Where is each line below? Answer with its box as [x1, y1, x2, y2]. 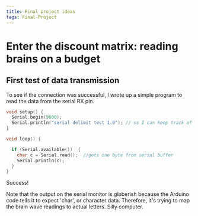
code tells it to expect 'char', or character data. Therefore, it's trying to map [6, 197, 190, 204]
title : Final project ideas [6, 8, 76, 15]
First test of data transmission [6, 76, 120, 86]
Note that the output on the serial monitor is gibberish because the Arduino [6, 191, 190, 198]
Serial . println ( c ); [17, 158, 65, 163]
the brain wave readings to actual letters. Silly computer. [6, 203, 144, 210]
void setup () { [6, 109, 44, 115]
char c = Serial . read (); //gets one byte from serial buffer [17, 152, 174, 158]
